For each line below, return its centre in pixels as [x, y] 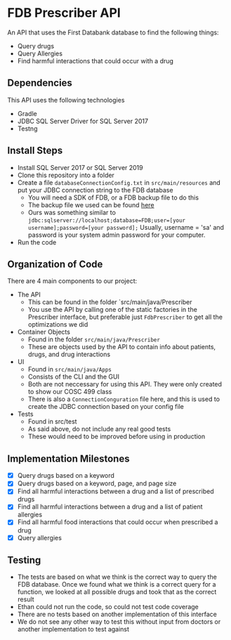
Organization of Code [55, 264]
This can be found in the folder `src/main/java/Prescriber [110, 302]
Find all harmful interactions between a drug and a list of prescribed [115, 491]
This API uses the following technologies [66, 100]
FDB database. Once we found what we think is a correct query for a [117, 585]
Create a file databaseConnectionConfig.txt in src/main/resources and [119, 182]
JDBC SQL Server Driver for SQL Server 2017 [83, 121]
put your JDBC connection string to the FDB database [95, 190]
